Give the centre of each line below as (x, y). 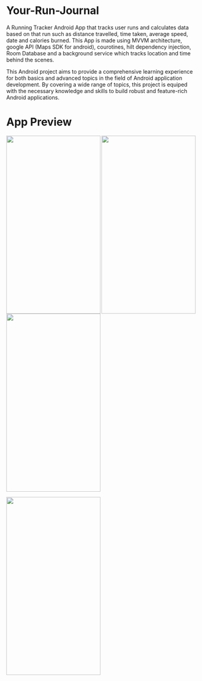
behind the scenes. (30, 60)
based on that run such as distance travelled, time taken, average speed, (97, 33)
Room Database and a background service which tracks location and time (99, 53)
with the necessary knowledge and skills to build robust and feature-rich (97, 91)
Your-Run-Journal (53, 11)
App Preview (39, 122)
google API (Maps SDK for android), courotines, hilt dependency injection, (99, 47)
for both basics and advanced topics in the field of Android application (94, 78)
